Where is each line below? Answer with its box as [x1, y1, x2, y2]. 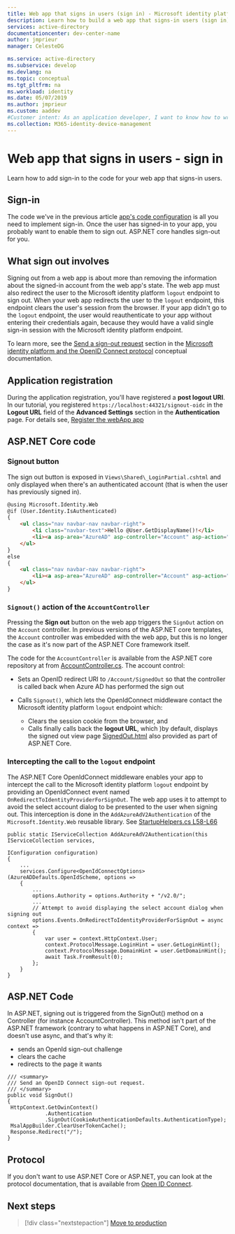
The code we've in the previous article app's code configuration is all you [7, 213, 219, 221]
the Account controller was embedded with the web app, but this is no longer [7, 633, 228, 641]
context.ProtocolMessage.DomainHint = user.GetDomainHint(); [44, 947, 227, 954]
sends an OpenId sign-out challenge [17, 1045, 122, 1053]
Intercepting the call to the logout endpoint [7, 757, 155, 766]
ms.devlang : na [7, 68, 52, 76]
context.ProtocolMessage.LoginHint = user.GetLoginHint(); [44, 941, 220, 948]
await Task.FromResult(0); [44, 953, 124, 960]
